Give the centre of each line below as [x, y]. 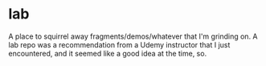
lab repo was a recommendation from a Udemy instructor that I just [119, 44]
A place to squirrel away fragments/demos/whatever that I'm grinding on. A [133, 36]
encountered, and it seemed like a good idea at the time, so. [108, 53]
